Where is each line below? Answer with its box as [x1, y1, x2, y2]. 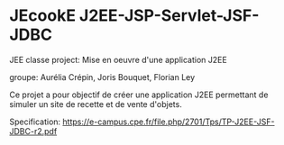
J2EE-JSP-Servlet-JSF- [79, 5, 260, 26]
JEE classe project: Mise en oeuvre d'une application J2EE [9, 54, 227, 65]
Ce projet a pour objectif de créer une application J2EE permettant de [9, 89, 269, 100]
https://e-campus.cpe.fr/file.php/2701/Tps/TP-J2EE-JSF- [62, 116, 275, 127]
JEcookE [9, 5, 77, 26]
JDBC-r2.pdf [9, 125, 58, 136]
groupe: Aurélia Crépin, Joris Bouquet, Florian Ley [9, 71, 196, 82]
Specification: [9, 116, 61, 127]
